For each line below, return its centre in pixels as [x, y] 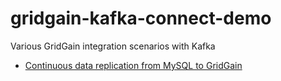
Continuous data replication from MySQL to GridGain [133, 65]
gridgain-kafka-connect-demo [141, 18]
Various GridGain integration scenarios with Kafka [113, 46]
